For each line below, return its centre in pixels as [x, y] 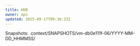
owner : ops [17, 14]
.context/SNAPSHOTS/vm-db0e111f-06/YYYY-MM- [82, 33]
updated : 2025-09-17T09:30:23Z [38, 19]
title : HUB [17, 10]
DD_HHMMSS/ [20, 38]
